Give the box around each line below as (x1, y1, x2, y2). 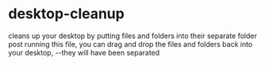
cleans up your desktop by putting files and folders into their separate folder (8, 31, 258, 40)
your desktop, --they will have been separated (8, 48, 160, 57)
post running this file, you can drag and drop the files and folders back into (8, 39, 253, 48)
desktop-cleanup (8, 5, 125, 23)
